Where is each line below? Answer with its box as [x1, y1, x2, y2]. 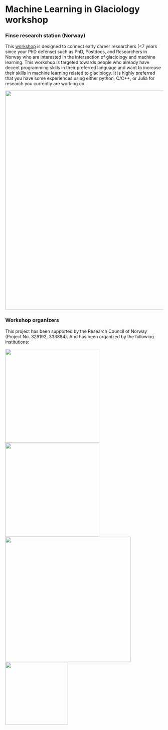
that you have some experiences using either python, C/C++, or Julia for [5, 75, 155, 81]
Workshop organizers [5, 317, 59, 324]
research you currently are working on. [5, 81, 86, 87]
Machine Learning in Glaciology [5, 4, 140, 15]
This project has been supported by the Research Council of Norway [5, 328, 147, 334]
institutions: [5, 339, 29, 345]
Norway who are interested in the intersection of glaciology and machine [5, 54, 155, 60]
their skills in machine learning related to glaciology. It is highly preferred [5, 70, 155, 76]
